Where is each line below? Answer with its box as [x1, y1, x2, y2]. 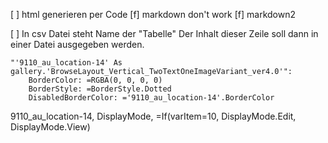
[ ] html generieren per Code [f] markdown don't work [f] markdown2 [10, 9, 296, 20]
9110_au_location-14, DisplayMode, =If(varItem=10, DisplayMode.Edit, [10, 110, 297, 122]
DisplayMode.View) [10, 121, 91, 133]
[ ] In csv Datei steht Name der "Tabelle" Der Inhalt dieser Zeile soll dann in [10, 28, 319, 39]
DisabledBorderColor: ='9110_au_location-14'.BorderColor [28, 93, 275, 103]
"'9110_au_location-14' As [10, 58, 123, 68]
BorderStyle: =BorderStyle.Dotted [28, 84, 172, 94]
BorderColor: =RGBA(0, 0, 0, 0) [28, 75, 163, 85]
